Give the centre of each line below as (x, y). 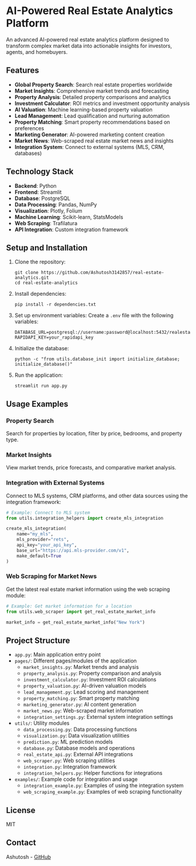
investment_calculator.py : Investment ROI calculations (90, 679)
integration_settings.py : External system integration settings (98, 717)
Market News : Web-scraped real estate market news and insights (94, 141)
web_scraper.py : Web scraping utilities (69, 760)
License (21, 810)
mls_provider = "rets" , (43, 540)
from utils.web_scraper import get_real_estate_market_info (81, 611)
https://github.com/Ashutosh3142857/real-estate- (102, 273)
